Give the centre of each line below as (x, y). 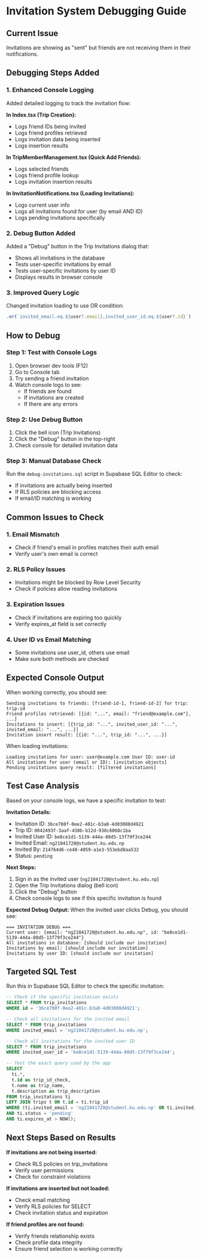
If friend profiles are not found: (45, 1224)
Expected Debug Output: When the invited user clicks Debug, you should (97, 910)
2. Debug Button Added (41, 233)
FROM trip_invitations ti (38, 1097)
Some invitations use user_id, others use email (72, 652)
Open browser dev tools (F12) (51, 365)
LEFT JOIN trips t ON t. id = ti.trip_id (57, 1102)
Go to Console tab (37, 372)
